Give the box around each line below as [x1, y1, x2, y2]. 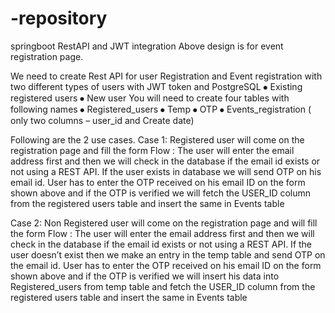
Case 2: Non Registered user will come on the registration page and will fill [10, 217, 318, 229]
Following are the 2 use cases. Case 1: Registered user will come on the [10, 133, 305, 146]
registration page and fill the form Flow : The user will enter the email [10, 144, 295, 156]
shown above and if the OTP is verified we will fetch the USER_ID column [10, 187, 312, 199]
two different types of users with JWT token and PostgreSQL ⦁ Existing [10, 80, 303, 92]
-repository [10, 7, 108, 30]
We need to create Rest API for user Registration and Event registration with [10, 70, 323, 82]
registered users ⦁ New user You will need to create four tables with [10, 92, 290, 104]
